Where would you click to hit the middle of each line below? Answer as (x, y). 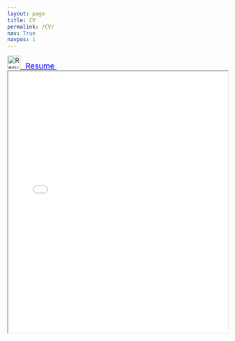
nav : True (22, 33)
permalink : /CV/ (31, 26)
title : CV (22, 20)
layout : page (26, 14)
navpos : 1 (22, 40)
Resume (40, 66)
